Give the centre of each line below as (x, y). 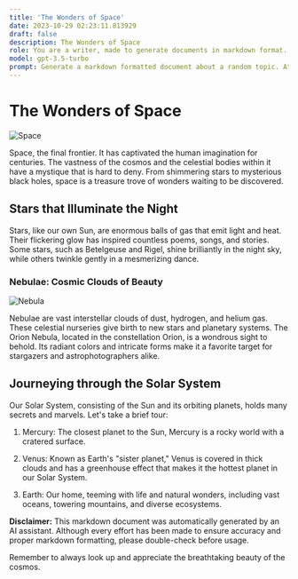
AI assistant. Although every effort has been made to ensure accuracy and (145, 530)
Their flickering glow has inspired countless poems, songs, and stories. (139, 240)
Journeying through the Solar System (115, 384)
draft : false (33, 34)
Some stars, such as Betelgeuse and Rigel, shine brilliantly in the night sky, (145, 249)
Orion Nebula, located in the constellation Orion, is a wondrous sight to (138, 337)
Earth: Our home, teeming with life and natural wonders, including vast (151, 495)
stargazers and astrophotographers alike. (85, 355)
